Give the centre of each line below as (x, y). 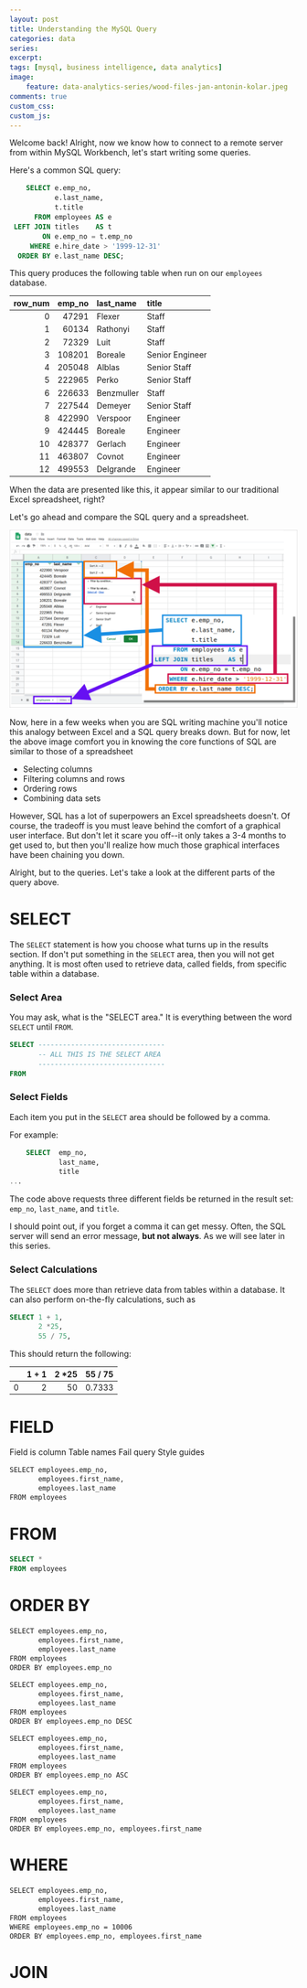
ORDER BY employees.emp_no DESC (71, 1721)
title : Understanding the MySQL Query (83, 29)
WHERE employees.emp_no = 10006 (71, 1927)
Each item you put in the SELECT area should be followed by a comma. (140, 1117)
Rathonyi (113, 329)
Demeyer (113, 405)
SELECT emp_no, (57, 1152)
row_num (32, 303)
